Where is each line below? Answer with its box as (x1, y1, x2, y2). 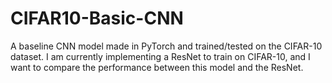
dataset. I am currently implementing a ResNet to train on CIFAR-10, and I (10, 50, 311, 62)
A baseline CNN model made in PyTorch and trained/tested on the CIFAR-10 (10, 40, 323, 52)
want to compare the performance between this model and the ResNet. (10, 61, 304, 73)
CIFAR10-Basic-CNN (10, 7, 184, 30)
